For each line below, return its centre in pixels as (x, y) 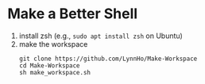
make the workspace (53, 44)
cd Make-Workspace (49, 65)
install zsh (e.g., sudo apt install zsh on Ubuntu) (101, 36)
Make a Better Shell (73, 14)
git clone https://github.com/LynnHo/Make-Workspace (108, 59)
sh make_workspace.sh (54, 72)
